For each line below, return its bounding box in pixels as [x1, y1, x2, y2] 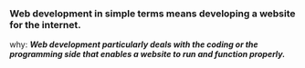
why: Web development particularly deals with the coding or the [9, 39, 258, 50]
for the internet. [9, 18, 81, 31]
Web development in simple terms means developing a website [9, 7, 296, 20]
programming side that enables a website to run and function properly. [9, 49, 286, 60]
